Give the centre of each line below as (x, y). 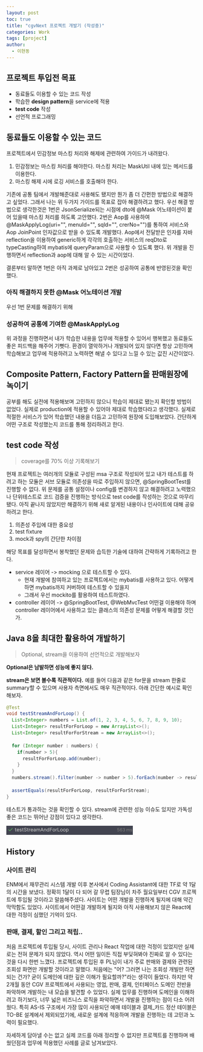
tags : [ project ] (27, 39)
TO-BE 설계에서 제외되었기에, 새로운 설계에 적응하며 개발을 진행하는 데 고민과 (98, 1014)
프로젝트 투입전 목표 (41, 78)
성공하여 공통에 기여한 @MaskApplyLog (63, 324)
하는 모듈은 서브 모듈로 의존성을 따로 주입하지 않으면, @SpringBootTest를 (104, 481)
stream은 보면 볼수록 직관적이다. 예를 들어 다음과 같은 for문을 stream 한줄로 (96, 680)
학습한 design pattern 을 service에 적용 (62, 101)
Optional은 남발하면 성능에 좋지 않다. (50, 667)
